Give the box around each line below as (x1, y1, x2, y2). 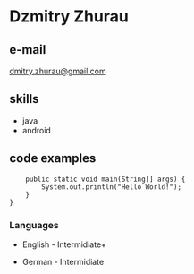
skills (9, 91, 39, 107)
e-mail (9, 42, 46, 57)
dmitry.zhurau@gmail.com (9, 65, 106, 76)
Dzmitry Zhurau (9, 6, 130, 27)
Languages (9, 218, 60, 231)
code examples (9, 150, 97, 167)
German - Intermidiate (21, 256, 105, 267)
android (21, 124, 51, 135)
